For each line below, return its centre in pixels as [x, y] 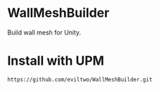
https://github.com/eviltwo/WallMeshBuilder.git [80, 79]
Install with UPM [56, 61]
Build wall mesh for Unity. [44, 32]
